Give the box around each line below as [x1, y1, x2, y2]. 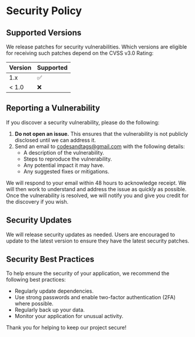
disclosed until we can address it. [14, 136, 96, 143]
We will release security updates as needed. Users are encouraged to [6, 231, 176, 238]
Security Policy [6, 4, 82, 18]
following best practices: [6, 276, 66, 283]
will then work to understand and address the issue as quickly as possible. [6, 185, 187, 192]
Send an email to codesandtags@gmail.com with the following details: [14, 143, 185, 150]
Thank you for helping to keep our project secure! [6, 324, 127, 331]
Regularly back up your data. [14, 306, 85, 313]
